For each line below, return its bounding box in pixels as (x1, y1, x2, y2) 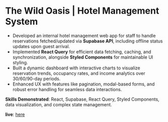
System (5, 16, 38, 27)
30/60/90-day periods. (12, 75, 61, 82)
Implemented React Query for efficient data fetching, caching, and (12, 49, 151, 55)
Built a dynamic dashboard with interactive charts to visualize (12, 65, 140, 71)
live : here (5, 111, 25, 117)
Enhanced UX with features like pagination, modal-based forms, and (12, 81, 155, 87)
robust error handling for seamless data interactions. (12, 86, 122, 92)
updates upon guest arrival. (12, 43, 70, 49)
